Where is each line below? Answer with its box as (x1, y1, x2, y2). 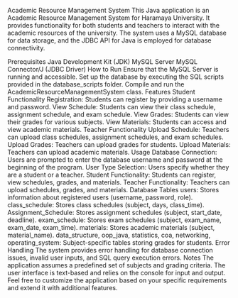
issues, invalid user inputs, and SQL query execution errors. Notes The (7, 253, 215, 262)
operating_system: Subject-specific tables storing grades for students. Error (7, 238, 230, 247)
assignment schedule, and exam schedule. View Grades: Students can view (7, 110, 229, 118)
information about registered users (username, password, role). (7, 193, 193, 202)
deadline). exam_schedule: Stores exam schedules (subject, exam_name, (7, 216, 222, 224)
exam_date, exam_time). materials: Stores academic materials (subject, (7, 223, 215, 231)
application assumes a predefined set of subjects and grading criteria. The (7, 261, 226, 269)
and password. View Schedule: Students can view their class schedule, (7, 103, 216, 111)
